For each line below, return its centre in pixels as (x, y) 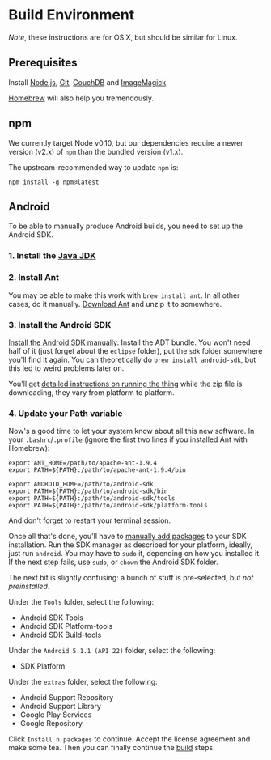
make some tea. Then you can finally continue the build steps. (112, 748)
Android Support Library (60, 707)
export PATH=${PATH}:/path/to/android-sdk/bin (88, 491)
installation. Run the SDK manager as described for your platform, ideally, (131, 545)
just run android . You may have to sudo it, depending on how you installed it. (135, 554)
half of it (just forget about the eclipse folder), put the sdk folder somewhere (135, 350)
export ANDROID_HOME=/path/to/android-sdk (81, 484)
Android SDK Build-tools (61, 635)
